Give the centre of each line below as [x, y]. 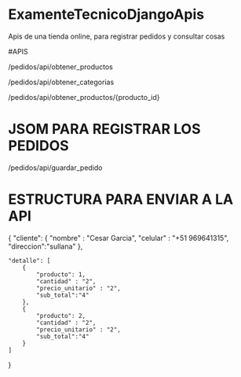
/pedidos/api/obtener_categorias [61, 82]
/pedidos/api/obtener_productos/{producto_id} [84, 97]
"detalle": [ [29, 261]
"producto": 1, [61, 274]
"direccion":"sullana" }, [46, 246]
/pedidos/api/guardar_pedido [56, 168]
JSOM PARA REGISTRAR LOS [104, 129]
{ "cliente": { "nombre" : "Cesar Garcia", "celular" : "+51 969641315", [119, 238]
